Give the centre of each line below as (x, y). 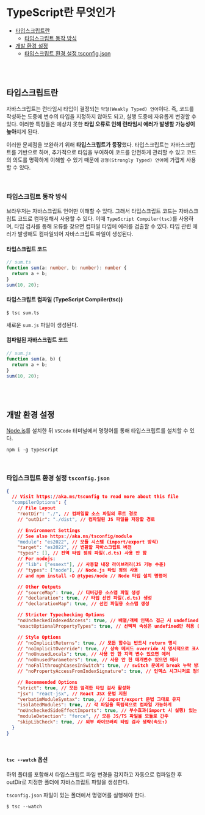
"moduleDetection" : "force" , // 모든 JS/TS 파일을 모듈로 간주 (93, 716)
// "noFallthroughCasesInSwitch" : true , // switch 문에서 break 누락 (104, 666)
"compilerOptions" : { (39, 503)
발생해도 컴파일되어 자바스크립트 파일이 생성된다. (75, 234)
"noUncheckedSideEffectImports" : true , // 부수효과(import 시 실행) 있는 (107, 711)
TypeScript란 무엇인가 (61, 13)
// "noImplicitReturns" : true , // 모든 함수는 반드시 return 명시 (97, 643)
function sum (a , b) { (34, 359)
